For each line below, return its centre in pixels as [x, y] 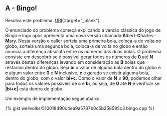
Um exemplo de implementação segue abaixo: [53, 98]
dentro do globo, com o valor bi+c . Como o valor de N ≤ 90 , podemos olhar [83, 78]
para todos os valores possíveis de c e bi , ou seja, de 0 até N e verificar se [82, 83]
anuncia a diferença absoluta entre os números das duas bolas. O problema [83, 51]
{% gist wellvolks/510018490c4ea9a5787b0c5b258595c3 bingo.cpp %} [80, 108]
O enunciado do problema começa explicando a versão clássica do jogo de [83, 30]
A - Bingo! [21, 8]
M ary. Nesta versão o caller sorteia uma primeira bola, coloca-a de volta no [83, 41]
